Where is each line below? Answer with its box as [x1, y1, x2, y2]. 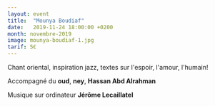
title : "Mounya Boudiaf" [7, 17, 84, 24]
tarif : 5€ [7, 43, 37, 51]
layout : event [7, 10, 50, 18]
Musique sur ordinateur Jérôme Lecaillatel [7, 90, 134, 99]
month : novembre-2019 [7, 30, 72, 38]
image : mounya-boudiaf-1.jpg [7, 37, 94, 44]
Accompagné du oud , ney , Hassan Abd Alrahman [7, 77, 156, 85]
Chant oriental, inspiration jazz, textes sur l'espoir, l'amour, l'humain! [7, 63, 209, 71]
